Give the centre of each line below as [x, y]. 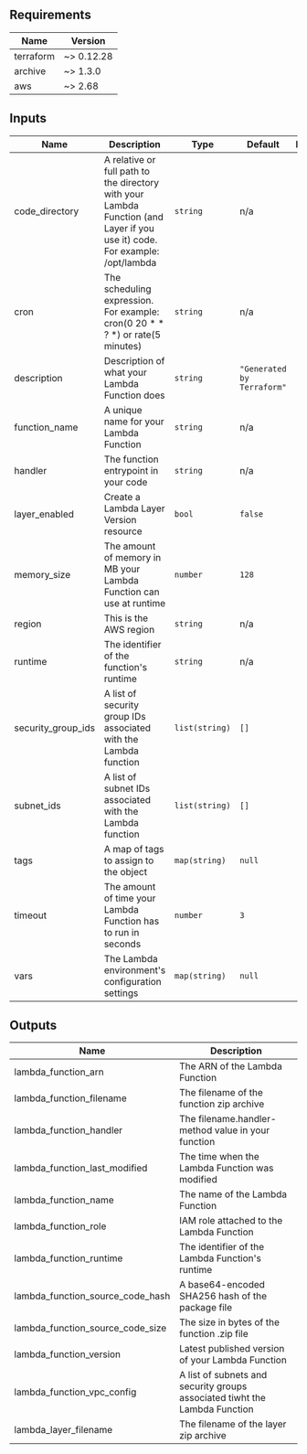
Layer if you [129, 228]
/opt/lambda [130, 262]
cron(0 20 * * [134, 323]
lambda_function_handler [69, 1130]
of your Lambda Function [233, 1360]
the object [126, 871]
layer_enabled [44, 514]
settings [121, 993]
